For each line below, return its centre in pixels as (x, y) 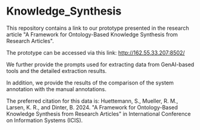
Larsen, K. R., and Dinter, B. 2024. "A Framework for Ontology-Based (92, 107)
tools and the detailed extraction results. (57, 70)
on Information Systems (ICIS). (45, 120)
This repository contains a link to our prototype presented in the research (98, 28)
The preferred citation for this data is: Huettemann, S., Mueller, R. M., (92, 101)
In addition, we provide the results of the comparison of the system (90, 83)
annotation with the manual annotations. (56, 89)
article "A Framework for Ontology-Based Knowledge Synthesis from (92, 34)
